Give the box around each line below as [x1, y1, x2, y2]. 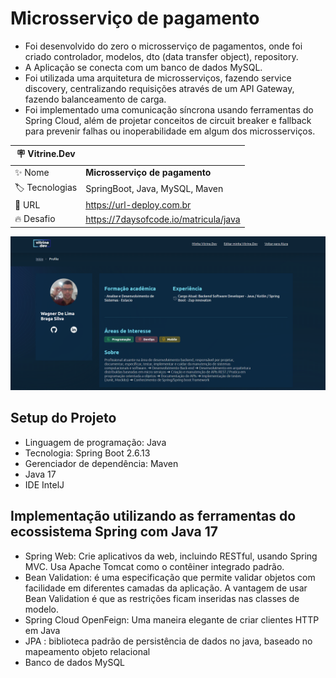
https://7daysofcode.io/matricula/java [85, 213, 241, 225]
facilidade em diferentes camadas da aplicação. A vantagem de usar [24, 582, 308, 594]
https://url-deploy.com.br [85, 199, 192, 211]
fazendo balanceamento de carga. [24, 93, 167, 105]
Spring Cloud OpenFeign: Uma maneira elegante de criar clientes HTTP [24, 613, 320, 626]
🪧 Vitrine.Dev [16, 148, 76, 160]
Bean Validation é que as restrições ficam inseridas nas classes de [24, 592, 300, 604]
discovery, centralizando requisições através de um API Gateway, [24, 82, 295, 94]
